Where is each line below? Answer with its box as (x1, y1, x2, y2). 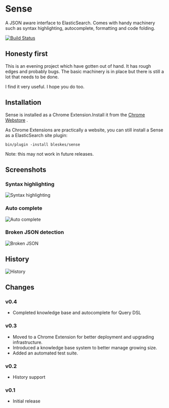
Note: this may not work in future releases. (5, 151, 94, 157)
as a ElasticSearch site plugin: (5, 132, 68, 138)
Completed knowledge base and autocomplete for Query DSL (12, 309, 142, 316)
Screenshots (5, 165, 47, 174)
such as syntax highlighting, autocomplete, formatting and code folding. (5, 25, 155, 31)
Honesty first (5, 50, 48, 58)
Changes (5, 283, 34, 292)
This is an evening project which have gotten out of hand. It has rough (5, 63, 151, 69)
